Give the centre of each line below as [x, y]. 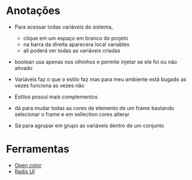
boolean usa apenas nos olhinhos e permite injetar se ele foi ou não [96, 62]
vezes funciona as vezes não [49, 85]
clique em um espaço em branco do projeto [76, 38]
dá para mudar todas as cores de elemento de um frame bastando [94, 108]
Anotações [33, 11]
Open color [28, 165]
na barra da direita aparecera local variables [76, 44]
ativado [24, 68]
